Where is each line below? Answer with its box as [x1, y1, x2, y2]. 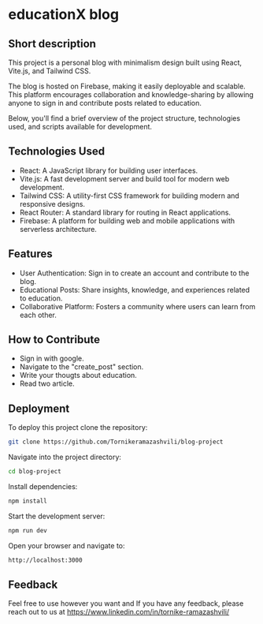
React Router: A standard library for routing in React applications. [19, 207, 231, 217]
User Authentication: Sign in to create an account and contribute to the [19, 268, 250, 278]
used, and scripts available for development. [8, 122, 152, 131]
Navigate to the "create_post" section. [19, 362, 144, 372]
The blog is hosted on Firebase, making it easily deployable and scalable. [8, 81, 246, 91]
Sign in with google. [19, 353, 84, 364]
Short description [8, 37, 97, 50]
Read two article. [19, 379, 75, 388]
